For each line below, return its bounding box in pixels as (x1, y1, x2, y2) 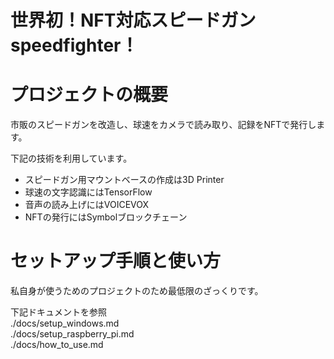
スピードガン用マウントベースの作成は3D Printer (24, 174, 225, 186)
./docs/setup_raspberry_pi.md (10, 328, 135, 340)
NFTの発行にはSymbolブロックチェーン (24, 211, 188, 223)
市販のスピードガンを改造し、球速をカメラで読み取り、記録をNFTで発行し (10, 119, 317, 131)
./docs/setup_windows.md (10, 317, 120, 330)
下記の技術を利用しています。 (10, 152, 133, 165)
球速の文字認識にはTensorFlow (24, 186, 153, 198)
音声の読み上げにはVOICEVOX (24, 199, 150, 211)
